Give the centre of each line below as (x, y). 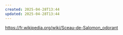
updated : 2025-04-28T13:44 (32, 14)
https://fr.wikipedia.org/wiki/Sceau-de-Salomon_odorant (61, 27)
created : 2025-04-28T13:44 (32, 9)
